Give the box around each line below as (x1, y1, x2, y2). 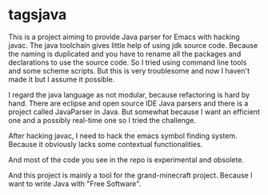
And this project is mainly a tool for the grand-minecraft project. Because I (8, 170, 253, 180)
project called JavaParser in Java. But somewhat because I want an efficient (8, 106, 260, 117)
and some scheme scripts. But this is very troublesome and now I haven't (8, 66, 250, 75)
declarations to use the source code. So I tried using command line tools (8, 58, 247, 67)
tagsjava (8, 6, 67, 24)
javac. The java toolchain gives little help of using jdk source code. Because (8, 40, 258, 50)
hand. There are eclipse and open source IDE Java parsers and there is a (8, 98, 249, 108)
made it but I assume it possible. (8, 74, 115, 84)
